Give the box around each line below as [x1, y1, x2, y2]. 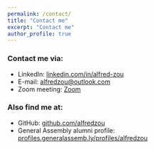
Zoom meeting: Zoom [17, 84, 81, 93]
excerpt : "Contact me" [7, 23, 75, 31]
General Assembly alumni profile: [17, 126, 115, 135]
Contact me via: [7, 54, 64, 64]
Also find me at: [7, 102, 63, 112]
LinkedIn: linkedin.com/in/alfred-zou [17, 70, 124, 78]
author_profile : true [7, 30, 72, 38]
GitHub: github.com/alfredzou [17, 118, 105, 127]
